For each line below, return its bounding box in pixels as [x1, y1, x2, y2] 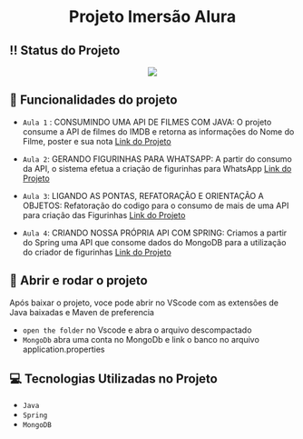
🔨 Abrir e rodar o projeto [9, 273, 148, 288]
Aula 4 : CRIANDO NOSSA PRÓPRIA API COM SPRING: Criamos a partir [22, 227, 288, 238]
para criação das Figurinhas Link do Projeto [22, 209, 186, 220]
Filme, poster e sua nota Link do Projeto [22, 135, 171, 146]
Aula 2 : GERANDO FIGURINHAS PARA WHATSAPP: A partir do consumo [22, 153, 292, 165]
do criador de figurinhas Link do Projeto [22, 246, 172, 257]
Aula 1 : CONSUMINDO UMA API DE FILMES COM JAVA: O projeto [22, 116, 272, 127]
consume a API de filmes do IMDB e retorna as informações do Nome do [22, 125, 295, 137]
